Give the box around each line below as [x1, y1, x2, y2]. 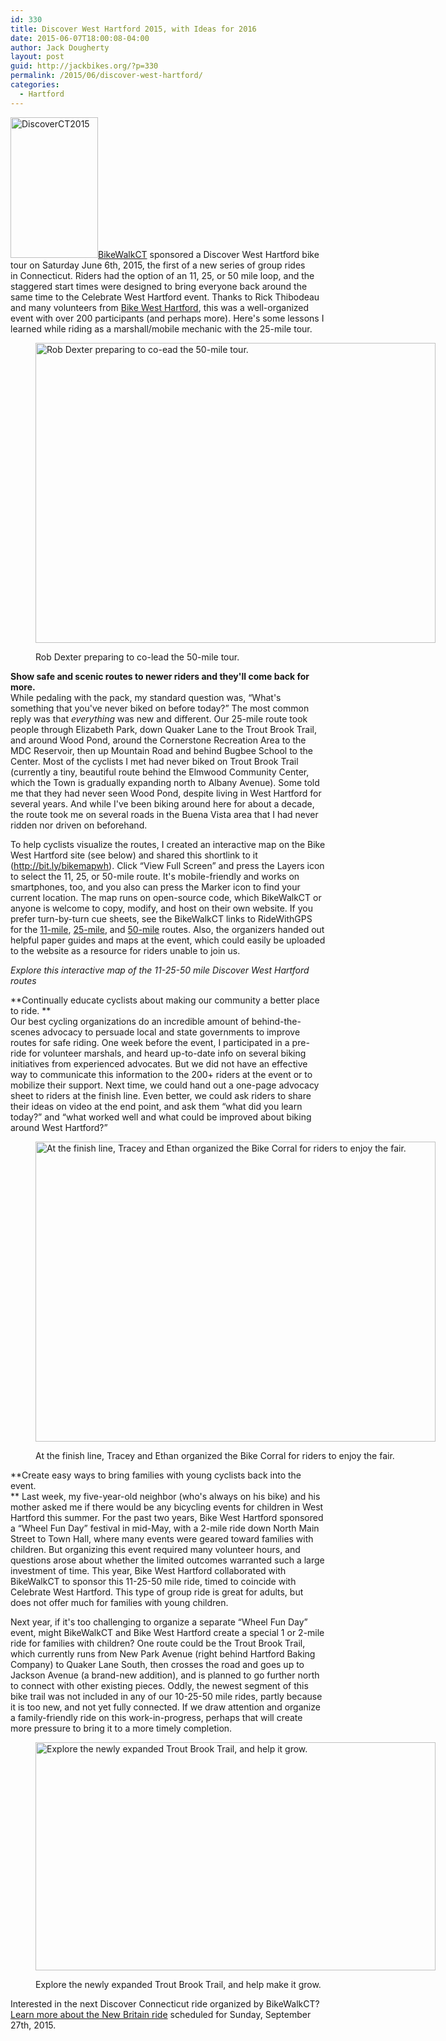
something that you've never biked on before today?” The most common [10, 702, 310, 714]
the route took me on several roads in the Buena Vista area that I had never [10, 808, 319, 820]
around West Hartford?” [10, 1121, 108, 1133]
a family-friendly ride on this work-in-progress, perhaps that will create [10, 1711, 303, 1723]
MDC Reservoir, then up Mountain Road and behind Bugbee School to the [10, 744, 313, 756]
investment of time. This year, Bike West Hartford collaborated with [10, 1564, 287, 1576]
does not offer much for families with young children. [10, 1596, 229, 1608]
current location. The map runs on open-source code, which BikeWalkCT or [10, 891, 322, 903]
